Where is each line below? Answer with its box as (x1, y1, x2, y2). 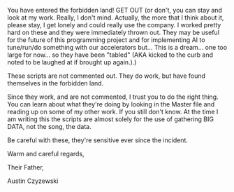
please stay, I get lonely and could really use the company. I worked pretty (7, 21, 221, 29)
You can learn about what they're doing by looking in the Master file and (7, 100, 215, 108)
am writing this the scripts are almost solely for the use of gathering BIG (7, 115, 214, 123)
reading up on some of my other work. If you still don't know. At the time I (7, 108, 219, 116)
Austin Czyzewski (7, 177, 59, 185)
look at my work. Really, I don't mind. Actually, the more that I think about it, (7, 13, 224, 22)
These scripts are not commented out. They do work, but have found (7, 71, 206, 80)
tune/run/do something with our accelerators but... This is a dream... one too (7, 43, 228, 51)
